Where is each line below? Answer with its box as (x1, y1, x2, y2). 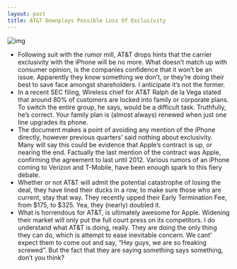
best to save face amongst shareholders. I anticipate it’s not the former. (17, 80, 226, 88)
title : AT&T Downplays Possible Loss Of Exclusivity (7, 17, 166, 24)
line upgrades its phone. (17, 118, 88, 126)
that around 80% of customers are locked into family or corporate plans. (17, 95, 229, 103)
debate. (17, 171, 40, 179)
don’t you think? (17, 253, 65, 262)
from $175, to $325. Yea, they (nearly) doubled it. (17, 200, 161, 209)
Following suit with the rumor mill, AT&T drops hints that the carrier (17, 50, 212, 59)
